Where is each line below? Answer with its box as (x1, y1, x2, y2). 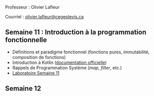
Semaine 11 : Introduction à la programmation (5, 28, 147, 37)
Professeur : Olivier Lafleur (5, 4, 60, 10)
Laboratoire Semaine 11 (12, 70, 60, 76)
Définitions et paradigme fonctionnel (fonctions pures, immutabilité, (12, 49, 150, 55)
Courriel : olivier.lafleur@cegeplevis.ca (5, 14, 84, 19)
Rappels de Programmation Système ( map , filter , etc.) (12, 64, 122, 71)
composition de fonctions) (12, 54, 66, 60)
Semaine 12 (5, 84, 41, 93)
